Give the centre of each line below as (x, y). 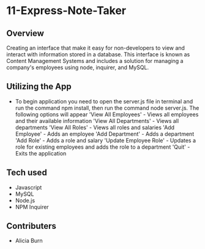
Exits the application (41, 153)
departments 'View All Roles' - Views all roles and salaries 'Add (95, 127)
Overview (25, 33)
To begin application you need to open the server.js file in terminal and (104, 101)
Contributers (32, 226)
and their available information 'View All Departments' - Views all (97, 121)
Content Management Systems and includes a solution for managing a (95, 61)
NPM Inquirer (32, 207)
